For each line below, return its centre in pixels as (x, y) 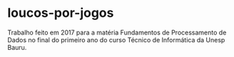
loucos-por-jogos (61, 13)
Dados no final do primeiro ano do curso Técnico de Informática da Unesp (116, 39)
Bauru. (17, 47)
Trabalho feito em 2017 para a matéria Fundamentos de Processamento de (117, 32)
